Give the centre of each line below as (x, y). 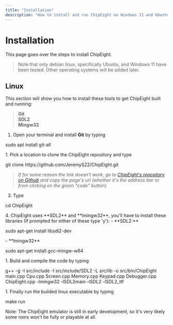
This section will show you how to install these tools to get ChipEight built (83, 99)
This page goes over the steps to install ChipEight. (59, 55)
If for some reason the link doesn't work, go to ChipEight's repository (91, 175)
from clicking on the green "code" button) (62, 186)
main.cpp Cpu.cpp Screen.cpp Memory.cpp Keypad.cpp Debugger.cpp (81, 276)
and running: (19, 104)
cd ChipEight (19, 206)
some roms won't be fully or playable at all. (51, 317)
